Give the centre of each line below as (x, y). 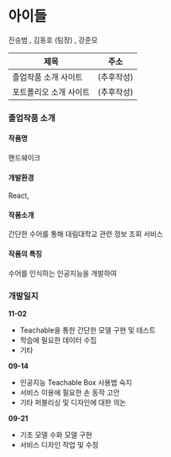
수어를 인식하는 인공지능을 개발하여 (62, 273)
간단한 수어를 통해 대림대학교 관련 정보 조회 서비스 (85, 234)
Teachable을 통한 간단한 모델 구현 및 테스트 (88, 330)
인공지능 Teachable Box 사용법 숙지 (76, 382)
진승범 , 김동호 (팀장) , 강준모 (53, 40)
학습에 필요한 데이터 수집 (58, 340)
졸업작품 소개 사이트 (48, 77)
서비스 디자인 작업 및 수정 (59, 444)
